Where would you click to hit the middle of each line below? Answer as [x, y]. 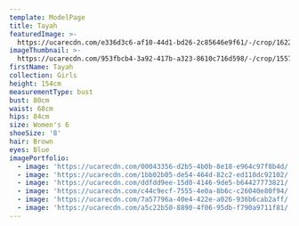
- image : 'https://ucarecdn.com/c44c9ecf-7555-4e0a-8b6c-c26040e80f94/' [155, 191]
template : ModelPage [48, 17]
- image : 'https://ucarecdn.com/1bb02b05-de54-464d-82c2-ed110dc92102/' [155, 174]
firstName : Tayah [41, 68]
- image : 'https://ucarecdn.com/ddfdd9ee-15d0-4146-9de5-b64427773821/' [155, 183]
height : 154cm [36, 84]
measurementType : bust [51, 92]
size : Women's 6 [39, 125]
